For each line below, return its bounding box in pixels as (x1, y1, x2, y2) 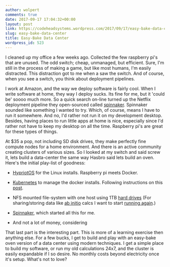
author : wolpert (5, 7, 39, 13)
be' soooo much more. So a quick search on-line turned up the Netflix (5, 96, 151, 102)
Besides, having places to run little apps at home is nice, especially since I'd (5, 117, 163, 124)
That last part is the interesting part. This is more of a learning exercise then (5, 229, 163, 235)
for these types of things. (5, 128, 58, 135)
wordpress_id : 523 (5, 40, 44, 46)
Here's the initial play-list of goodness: (5, 160, 86, 166)
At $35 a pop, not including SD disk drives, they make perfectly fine (5, 138, 146, 144)
